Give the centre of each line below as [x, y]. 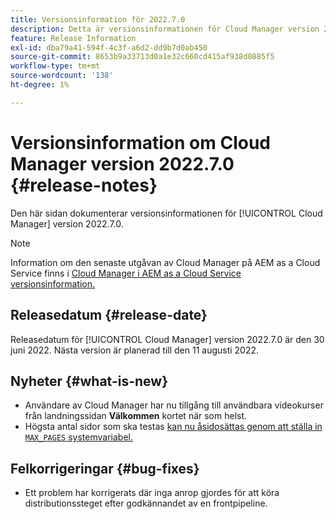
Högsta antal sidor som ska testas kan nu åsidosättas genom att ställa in [173, 427]
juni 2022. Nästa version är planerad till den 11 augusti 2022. [135, 350]
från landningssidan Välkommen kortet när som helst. [136, 416]
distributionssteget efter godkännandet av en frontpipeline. [146, 503]
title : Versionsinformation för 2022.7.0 [98, 19]
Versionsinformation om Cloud [140, 142]
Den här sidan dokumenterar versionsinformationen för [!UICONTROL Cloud [166, 213]
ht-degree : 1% [40, 85]
